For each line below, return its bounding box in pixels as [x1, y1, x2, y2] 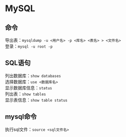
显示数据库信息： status [5, 85, 52, 90]
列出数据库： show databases [5, 72, 62, 78]
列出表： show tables [5, 91, 46, 97]
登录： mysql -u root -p [5, 43, 53, 49]
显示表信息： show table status [5, 97, 68, 103]
